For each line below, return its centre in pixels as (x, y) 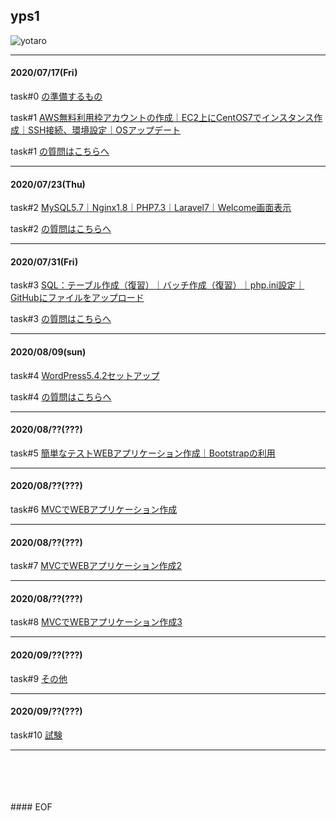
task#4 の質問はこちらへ (61, 396)
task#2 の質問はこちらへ (61, 229)
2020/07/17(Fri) (44, 73)
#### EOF (31, 806)
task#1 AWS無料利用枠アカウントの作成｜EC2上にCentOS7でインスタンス (162, 118)
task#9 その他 (39, 678)
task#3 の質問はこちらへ (61, 319)
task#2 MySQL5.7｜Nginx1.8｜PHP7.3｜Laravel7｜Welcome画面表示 (151, 208)
